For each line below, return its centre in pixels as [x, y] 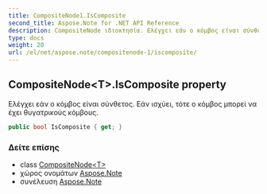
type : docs [26, 38]
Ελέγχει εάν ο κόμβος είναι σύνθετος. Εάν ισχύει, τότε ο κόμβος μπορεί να [133, 103]
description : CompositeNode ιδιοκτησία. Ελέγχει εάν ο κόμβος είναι [124, 30]
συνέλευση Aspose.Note [60, 181]
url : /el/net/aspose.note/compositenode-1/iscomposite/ [103, 52]
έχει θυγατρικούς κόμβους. [54, 112]
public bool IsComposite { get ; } [66, 127]
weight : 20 [26, 45]
